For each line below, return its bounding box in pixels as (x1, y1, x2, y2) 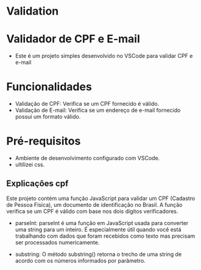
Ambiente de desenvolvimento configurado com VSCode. (15, 154, 160, 162)
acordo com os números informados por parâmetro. (15, 257, 146, 264)
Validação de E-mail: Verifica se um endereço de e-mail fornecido (15, 106, 181, 114)
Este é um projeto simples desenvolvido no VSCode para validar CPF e (15, 52, 193, 60)
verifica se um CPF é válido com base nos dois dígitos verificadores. (6, 207, 178, 215)
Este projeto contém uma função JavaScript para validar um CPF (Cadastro (6, 195, 196, 202)
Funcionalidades (6, 80, 93, 94)
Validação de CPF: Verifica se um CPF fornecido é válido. (15, 100, 160, 108)
